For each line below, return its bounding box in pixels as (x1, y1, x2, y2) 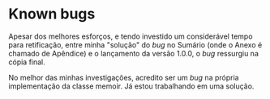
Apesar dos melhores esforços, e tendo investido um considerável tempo (8, 31, 253, 41)
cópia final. (8, 57, 46, 67)
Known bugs (8, 5, 96, 23)
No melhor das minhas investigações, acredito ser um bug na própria (8, 72, 239, 82)
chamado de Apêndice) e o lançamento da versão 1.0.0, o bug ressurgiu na (8, 48, 259, 58)
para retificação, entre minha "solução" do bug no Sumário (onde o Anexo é (8, 39, 263, 49)
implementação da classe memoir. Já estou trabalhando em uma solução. (8, 81, 255, 91)
